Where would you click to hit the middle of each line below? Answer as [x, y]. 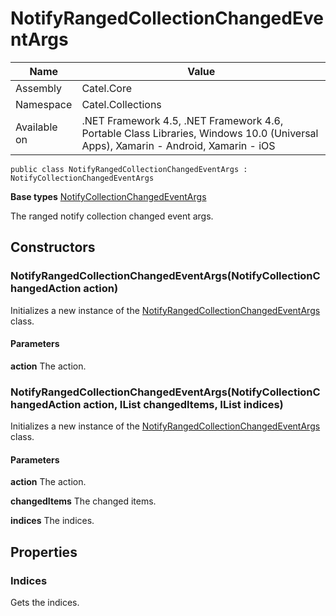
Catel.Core [107, 88]
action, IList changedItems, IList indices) [183, 404]
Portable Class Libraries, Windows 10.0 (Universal [200, 133]
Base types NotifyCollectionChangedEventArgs [108, 196]
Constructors [53, 247]
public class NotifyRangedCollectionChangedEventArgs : [129, 169]
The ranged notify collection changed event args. [112, 216]
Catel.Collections [121, 104]
